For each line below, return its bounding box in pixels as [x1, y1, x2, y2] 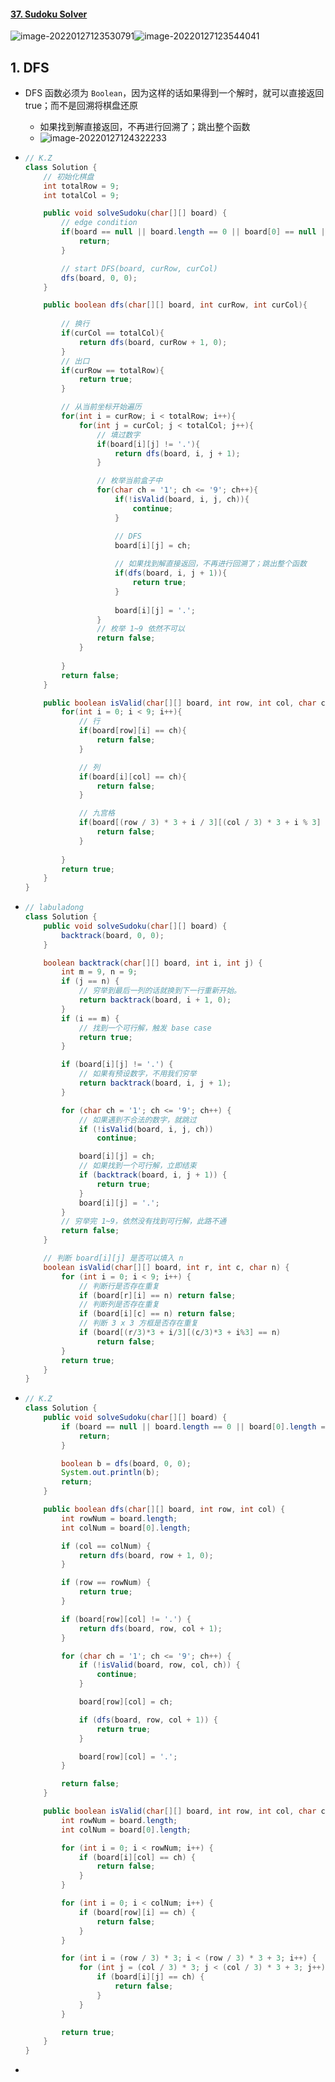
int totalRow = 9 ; [43, 181, 120, 191]
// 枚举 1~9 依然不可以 [96, 624, 185, 634]
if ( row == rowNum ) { [61, 1578, 152, 1588]
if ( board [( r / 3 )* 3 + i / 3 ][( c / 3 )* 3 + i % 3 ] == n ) [78, 1328, 282, 1338]
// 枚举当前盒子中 [96, 476, 163, 486]
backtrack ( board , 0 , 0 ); [61, 930, 165, 940]
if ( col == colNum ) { [61, 1541, 152, 1551]
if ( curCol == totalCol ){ [61, 328, 165, 339]
